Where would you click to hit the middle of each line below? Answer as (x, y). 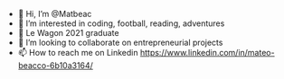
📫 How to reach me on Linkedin (78, 53)
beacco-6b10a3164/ (55, 66)
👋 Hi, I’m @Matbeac (55, 14)
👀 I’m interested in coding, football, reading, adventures (121, 23)
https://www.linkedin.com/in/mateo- (207, 53)
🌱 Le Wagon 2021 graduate (68, 33)
